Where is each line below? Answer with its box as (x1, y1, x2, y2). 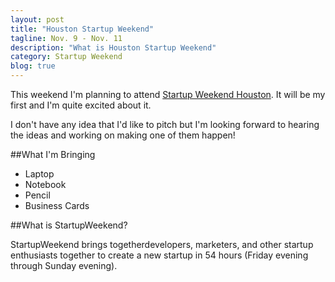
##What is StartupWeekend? (10, 219, 128, 231)
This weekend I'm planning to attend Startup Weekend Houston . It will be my (10, 89, 326, 100)
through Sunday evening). (10, 260, 118, 271)
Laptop (24, 168, 55, 180)
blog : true (10, 61, 56, 71)
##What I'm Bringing (10, 149, 96, 160)
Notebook (24, 179, 67, 190)
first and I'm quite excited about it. (10, 99, 152, 111)
